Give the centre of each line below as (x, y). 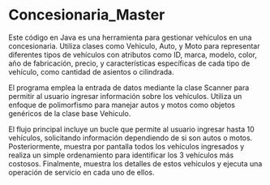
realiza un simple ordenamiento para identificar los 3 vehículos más (121, 155)
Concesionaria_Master (87, 15)
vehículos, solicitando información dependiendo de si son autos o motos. (131, 138)
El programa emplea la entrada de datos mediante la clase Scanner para (129, 88)
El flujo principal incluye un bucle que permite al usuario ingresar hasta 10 (132, 129)
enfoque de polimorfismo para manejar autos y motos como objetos (122, 105)
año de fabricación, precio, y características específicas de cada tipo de (129, 63)
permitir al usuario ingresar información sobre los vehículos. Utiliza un (125, 96)
